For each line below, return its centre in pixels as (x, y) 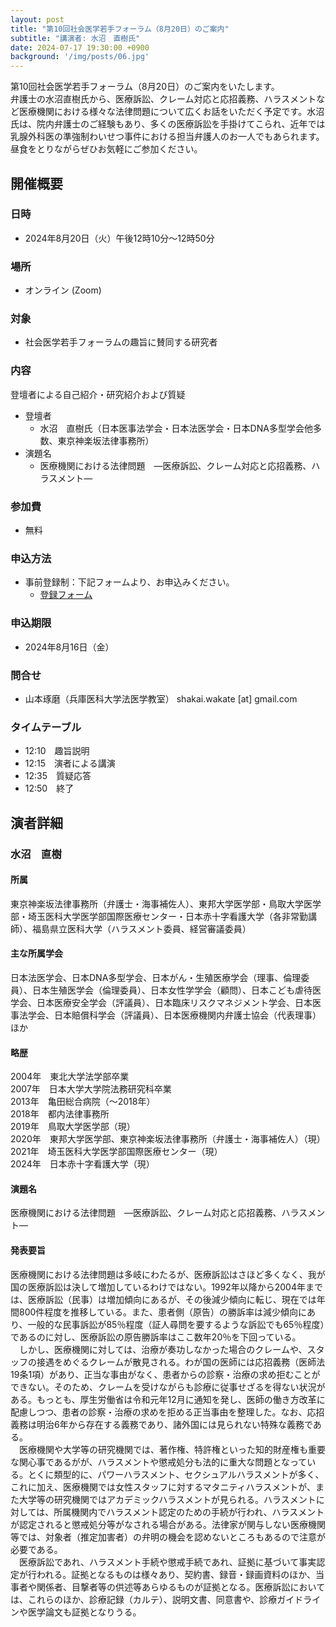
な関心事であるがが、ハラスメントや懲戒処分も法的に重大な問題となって (159, 1462)
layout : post (37, 19)
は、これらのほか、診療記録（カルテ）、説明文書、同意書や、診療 (144, 1599)
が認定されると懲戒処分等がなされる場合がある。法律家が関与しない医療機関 (168, 1524)
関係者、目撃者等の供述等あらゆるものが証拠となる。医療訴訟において (181, 1587)
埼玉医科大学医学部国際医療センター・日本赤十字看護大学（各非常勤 (167, 916)
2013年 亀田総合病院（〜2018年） (83, 1102)
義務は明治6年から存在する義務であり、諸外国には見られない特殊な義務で (161, 1424)
